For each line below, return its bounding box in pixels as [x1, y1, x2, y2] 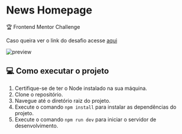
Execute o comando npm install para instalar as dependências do [14, 103, 177, 110]
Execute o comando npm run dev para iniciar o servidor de [14, 116, 157, 123]
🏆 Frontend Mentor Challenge [6, 23, 80, 30]
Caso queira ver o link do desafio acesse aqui [6, 36, 118, 44]
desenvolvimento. [14, 122, 58, 129]
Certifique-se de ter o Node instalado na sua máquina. [14, 85, 148, 92]
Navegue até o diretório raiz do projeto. [14, 97, 111, 104]
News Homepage [6, 4, 93, 17]
